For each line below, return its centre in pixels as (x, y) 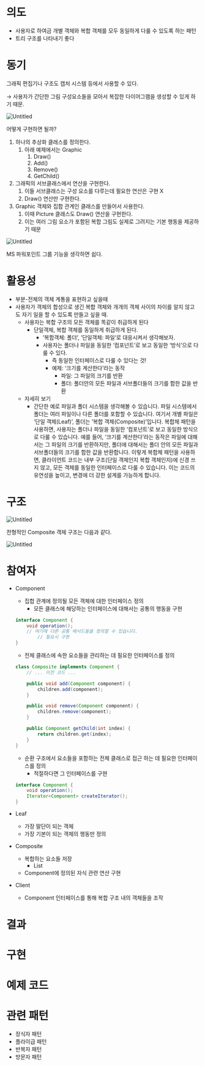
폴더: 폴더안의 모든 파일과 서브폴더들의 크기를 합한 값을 (126, 383)
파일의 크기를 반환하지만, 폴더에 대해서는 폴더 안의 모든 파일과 (125, 444)
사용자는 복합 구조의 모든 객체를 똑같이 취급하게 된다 (86, 322)
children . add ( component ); (70, 689)
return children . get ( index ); (75, 734)
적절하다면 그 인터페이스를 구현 (70, 773)
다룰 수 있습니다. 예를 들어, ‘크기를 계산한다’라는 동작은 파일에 (113, 437)
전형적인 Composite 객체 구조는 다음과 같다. (59, 532)
